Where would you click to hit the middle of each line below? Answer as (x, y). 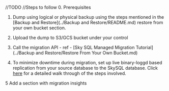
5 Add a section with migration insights (46, 83)
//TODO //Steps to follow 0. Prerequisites (48, 7)
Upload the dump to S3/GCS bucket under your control (70, 38)
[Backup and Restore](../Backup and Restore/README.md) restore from (88, 22)
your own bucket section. (39, 28)
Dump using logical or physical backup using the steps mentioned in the (88, 17)
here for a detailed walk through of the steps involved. (69, 73)
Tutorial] (145, 47)
